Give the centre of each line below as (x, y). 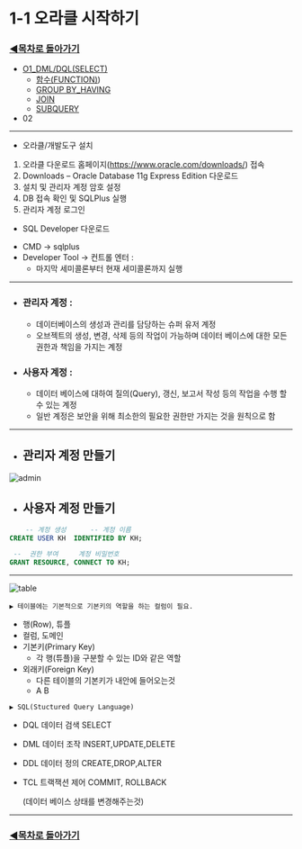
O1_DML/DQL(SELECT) (65, 69)
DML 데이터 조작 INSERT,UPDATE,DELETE (99, 745)
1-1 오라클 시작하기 (74, 18)
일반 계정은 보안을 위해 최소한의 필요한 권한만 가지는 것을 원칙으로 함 (155, 416)
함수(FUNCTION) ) (68, 80)
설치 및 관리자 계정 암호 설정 (71, 187)
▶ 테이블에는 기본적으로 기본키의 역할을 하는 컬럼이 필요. (101, 607)
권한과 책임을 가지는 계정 (79, 347)
